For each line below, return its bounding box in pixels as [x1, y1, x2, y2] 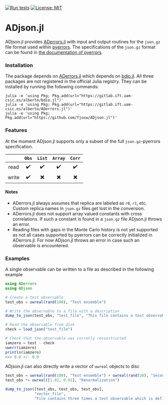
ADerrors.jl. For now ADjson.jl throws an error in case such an [12, 237, 140, 243]
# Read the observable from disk [5, 322, 75, 327]
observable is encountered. [12, 242, 69, 248]
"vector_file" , [34, 392, 66, 397]
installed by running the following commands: [5, 84, 99, 90]
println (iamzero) [5, 350, 41, 355]
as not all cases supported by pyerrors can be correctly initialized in [12, 232, 152, 238]
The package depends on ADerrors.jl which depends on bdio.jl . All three [5, 73, 154, 79]
